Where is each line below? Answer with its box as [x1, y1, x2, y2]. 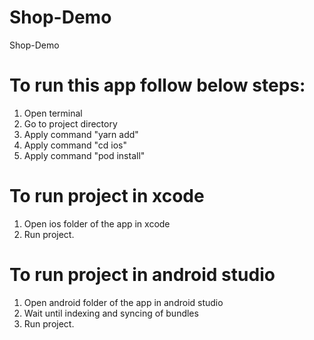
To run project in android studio [9, 264, 276, 286]
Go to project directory [23, 117, 118, 130]
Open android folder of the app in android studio [23, 296, 224, 308]
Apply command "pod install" [23, 149, 146, 161]
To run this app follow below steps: [9, 74, 306, 97]
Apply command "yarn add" [23, 128, 139, 140]
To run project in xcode [9, 185, 205, 208]
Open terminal [23, 107, 83, 119]
